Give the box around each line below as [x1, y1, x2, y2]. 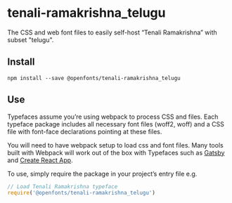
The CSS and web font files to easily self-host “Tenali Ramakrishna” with [7, 28, 218, 37]
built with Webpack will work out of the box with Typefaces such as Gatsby [7, 148, 225, 157]
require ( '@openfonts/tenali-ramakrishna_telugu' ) [7, 190, 156, 197]
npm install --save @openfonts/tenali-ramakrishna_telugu [7, 74, 181, 81]
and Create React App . [7, 156, 73, 164]
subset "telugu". [7, 35, 54, 44]
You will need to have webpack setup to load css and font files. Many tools [7, 140, 224, 149]
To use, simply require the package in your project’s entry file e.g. [7, 169, 198, 178]
